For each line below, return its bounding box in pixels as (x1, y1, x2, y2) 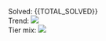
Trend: (8, 16, 30, 25)
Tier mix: (8, 25, 37, 35)
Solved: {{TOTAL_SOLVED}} (8, 7, 98, 16)
